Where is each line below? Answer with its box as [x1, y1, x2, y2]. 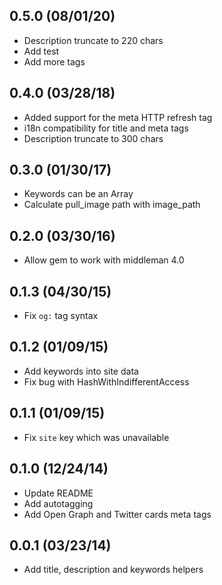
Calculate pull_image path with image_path [23, 199, 201, 211]
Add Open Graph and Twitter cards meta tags [23, 508, 212, 520]
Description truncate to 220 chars [23, 34, 164, 46]
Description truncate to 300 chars [23, 132, 164, 144]
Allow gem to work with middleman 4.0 [23, 254, 185, 266]
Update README [23, 487, 94, 499]
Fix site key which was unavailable [23, 431, 170, 443]
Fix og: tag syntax [23, 310, 99, 322]
